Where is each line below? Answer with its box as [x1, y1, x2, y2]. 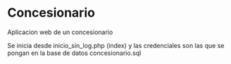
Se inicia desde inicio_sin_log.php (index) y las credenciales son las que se [7, 41, 225, 49]
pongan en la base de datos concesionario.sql [7, 49, 142, 57]
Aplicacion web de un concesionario [7, 28, 113, 36]
